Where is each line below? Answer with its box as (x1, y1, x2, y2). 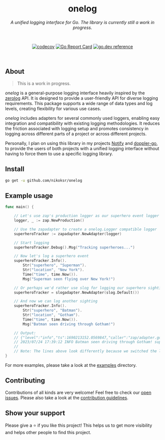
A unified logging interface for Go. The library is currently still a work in (10, 19, 155, 25)
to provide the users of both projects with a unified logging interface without (5, 145, 160, 151)
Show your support (5, 409, 65, 417)
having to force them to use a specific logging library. (5, 151, 113, 157)
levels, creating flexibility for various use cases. (5, 106, 102, 111)
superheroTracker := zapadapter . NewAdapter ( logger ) (14, 231, 122, 236)
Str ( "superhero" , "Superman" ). (23, 263, 87, 268)
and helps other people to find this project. (5, 429, 92, 435)
